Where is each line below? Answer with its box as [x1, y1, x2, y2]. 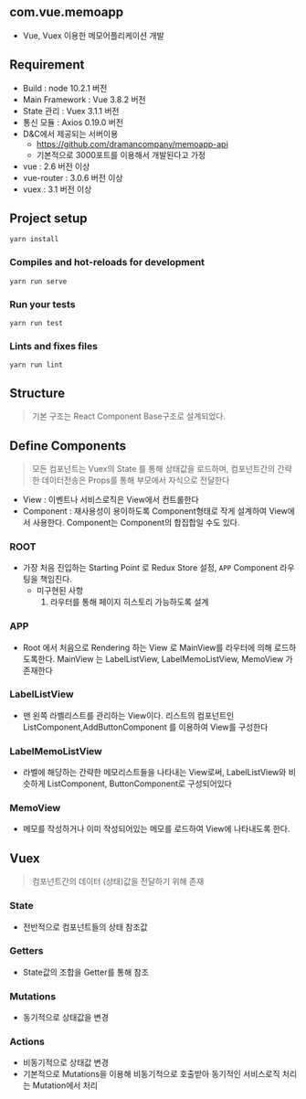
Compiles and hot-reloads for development [9, 256, 206, 269]
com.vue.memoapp [9, 5, 124, 20]
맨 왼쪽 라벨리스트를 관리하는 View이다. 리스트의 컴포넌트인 [22, 710, 235, 720]
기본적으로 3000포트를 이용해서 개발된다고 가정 [36, 149, 206, 160]
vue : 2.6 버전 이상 [22, 161, 90, 172]
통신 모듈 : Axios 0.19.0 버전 [22, 116, 124, 128]
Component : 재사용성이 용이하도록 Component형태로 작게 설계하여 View [22, 505, 288, 517]
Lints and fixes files [9, 339, 99, 352]
